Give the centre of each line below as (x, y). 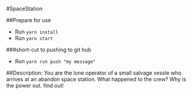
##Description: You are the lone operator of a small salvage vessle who (94, 73)
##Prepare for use (29, 20)
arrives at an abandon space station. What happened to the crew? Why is (96, 79)
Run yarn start (34, 38)
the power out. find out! (35, 85)
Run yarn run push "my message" (55, 61)
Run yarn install (36, 32)
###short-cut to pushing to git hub (49, 50)
